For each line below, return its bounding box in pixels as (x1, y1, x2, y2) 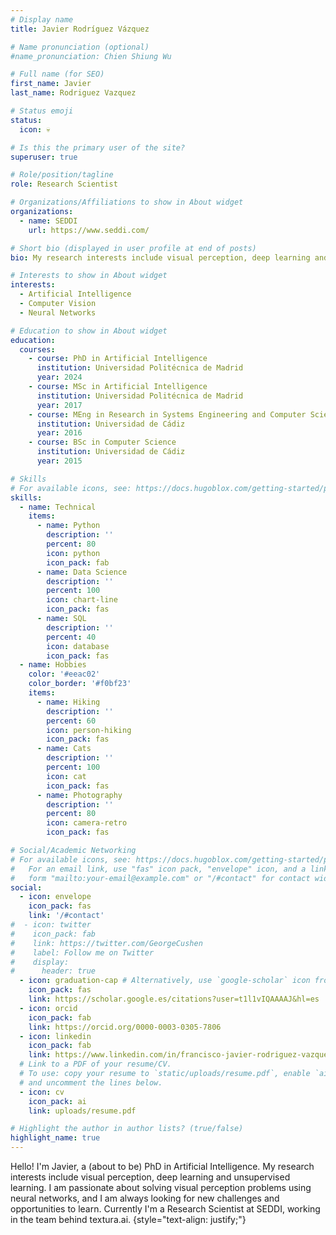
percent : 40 (46, 632, 97, 642)
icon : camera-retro (46, 818, 128, 828)
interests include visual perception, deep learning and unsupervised (10, 1171, 291, 1183)
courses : (19, 344, 56, 355)
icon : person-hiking (46, 725, 132, 735)
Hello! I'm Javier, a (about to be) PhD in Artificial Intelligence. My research (10, 1161, 315, 1172)
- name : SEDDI (19, 216, 78, 226)
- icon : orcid (19, 1003, 78, 1013)
